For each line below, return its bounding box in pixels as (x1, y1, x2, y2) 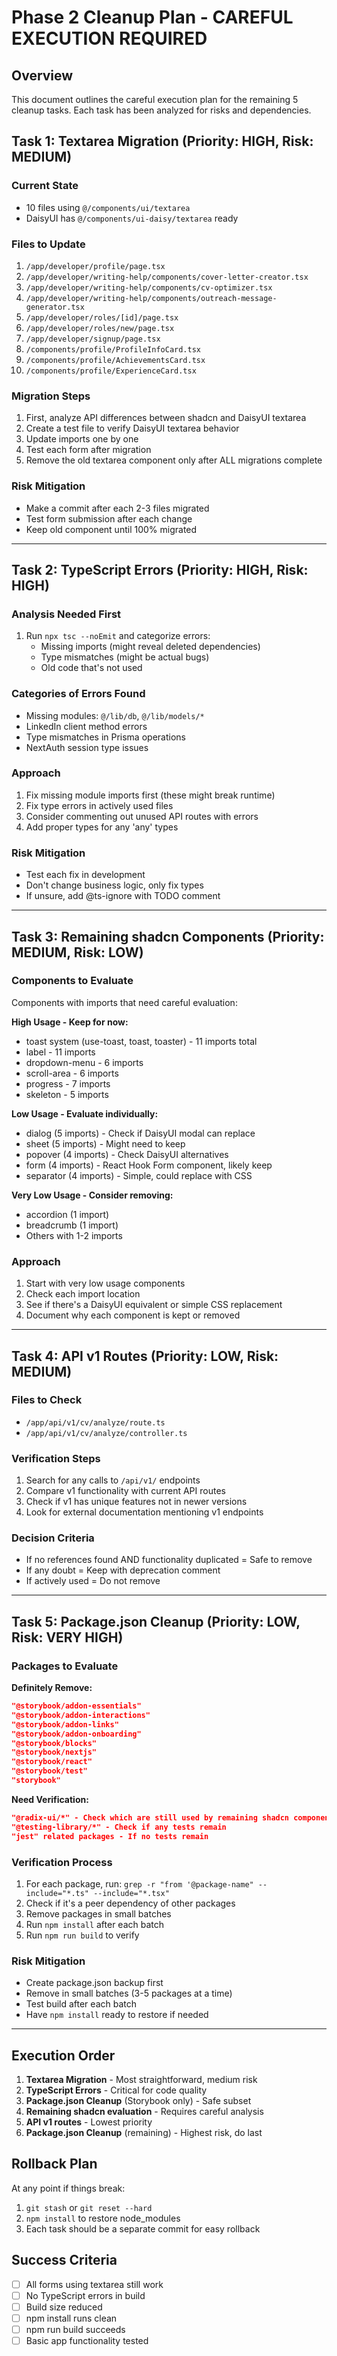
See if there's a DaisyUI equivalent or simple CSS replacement (25, 1299, 283, 1311)
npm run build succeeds (25, 2323, 126, 2335)
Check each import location (25, 1288, 141, 1300)
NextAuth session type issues (25, 741, 149, 753)
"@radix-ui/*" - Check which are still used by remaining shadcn (11, 1812, 290, 1823)
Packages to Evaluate (11, 1659, 119, 1673)
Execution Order (11, 2047, 116, 2064)
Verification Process (11, 1855, 113, 1869)
